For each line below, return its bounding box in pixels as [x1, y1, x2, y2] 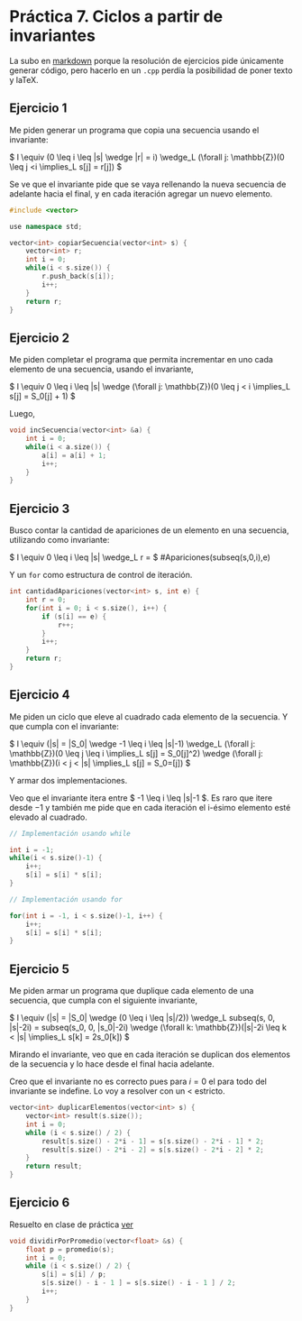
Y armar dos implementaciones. [9, 775, 128, 785]
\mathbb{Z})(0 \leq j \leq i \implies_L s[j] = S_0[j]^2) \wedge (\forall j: [9, 748, 263, 758]
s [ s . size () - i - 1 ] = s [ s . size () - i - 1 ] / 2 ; [41, 1279, 236, 1288]
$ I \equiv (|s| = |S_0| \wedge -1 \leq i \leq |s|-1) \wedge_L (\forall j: [9, 738, 255, 749]
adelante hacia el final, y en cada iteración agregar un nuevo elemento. [9, 188, 273, 199]
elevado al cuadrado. [9, 812, 88, 822]
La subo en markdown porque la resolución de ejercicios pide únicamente [9, 55, 284, 66]
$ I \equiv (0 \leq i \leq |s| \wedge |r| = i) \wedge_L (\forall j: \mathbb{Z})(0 [9, 151, 285, 162]
